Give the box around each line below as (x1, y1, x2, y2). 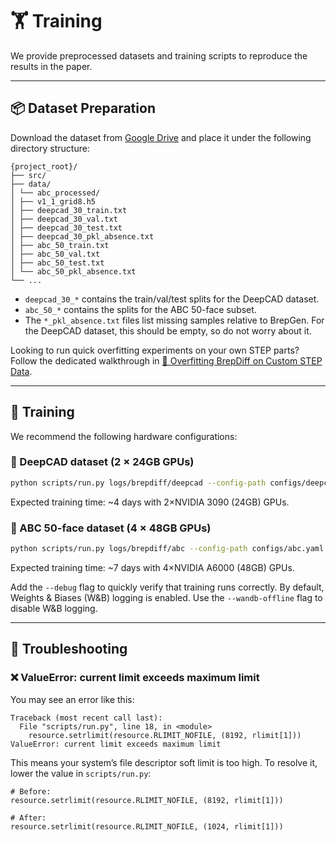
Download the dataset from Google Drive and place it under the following (10, 131, 312, 143)
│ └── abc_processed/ (10, 188, 101, 198)
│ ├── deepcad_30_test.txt (10, 223, 123, 233)
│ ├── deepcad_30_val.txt (10, 214, 118, 224)
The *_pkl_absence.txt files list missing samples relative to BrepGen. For (24, 314, 325, 326)
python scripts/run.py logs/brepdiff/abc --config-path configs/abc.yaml (10, 544, 325, 554)
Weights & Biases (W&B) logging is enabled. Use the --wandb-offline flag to (10, 591, 323, 603)
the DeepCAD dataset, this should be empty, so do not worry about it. (24, 324, 312, 337)
